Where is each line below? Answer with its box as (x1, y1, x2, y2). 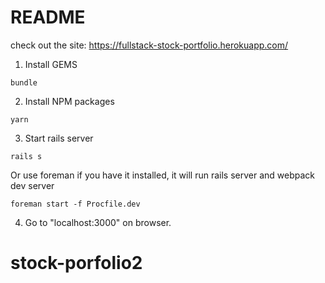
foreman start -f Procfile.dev (10, 199, 141, 209)
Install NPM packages (24, 95, 115, 107)
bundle (10, 77, 38, 88)
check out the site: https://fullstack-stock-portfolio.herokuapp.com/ (10, 39, 289, 51)
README (10, 6, 86, 29)
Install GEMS (24, 58, 78, 70)
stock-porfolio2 (10, 252, 143, 275)
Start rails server (24, 132, 94, 144)
